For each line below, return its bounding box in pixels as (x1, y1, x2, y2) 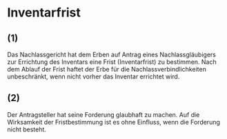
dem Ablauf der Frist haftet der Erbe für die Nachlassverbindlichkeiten (7, 65, 207, 73)
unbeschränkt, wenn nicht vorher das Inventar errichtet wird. (7, 72, 180, 81)
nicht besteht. (7, 125, 47, 133)
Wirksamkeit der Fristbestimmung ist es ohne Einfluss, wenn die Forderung (7, 118, 221, 126)
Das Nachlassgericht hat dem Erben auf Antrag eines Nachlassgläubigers (7, 50, 216, 58)
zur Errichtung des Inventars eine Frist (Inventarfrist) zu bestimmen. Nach (7, 58, 217, 66)
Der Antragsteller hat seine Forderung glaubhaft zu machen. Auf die (7, 110, 200, 118)
